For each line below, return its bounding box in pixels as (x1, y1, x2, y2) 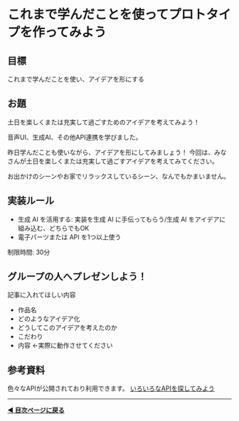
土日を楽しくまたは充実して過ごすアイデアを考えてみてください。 (26, 157, 218, 165)
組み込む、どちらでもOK (17, 224, 90, 232)
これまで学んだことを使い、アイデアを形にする (7, 75, 144, 83)
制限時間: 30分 (7, 248, 51, 256)
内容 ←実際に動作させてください (17, 341, 113, 350)
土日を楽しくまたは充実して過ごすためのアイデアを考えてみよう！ (7, 118, 201, 126)
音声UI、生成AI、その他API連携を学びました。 (7, 133, 142, 141)
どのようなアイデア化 (17, 315, 80, 323)
